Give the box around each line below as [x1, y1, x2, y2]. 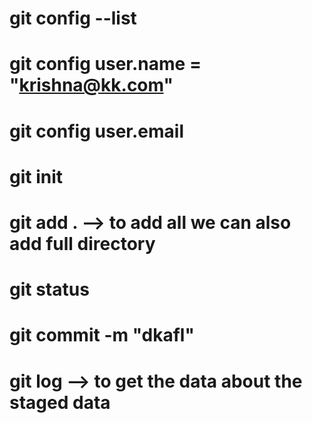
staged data [9, 391, 111, 414]
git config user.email [9, 120, 184, 142]
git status [9, 278, 90, 301]
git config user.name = [9, 53, 202, 76]
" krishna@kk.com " [9, 74, 174, 97]
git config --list [9, 7, 137, 30]
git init [9, 165, 64, 188]
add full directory [9, 232, 156, 255]
